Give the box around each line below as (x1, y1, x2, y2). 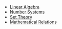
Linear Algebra (9, 4, 40, 10)
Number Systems (9, 9, 45, 15)
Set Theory (9, 14, 33, 19)
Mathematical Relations (9, 19, 57, 25)
